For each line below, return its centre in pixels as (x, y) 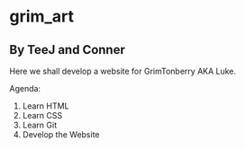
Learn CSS (42, 115)
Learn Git (39, 125)
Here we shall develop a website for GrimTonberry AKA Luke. (123, 71)
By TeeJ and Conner (68, 50)
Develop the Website (61, 135)
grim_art (42, 17)
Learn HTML (45, 106)
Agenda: (25, 88)
